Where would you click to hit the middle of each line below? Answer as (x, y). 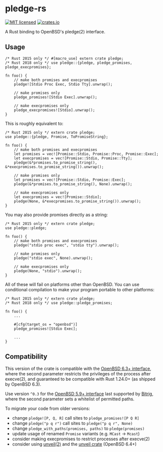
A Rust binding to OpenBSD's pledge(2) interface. (55, 31)
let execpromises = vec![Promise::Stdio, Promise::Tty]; (73, 158)
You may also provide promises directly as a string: (57, 215)
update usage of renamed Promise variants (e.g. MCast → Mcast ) (76, 433)
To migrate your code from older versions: (48, 408)
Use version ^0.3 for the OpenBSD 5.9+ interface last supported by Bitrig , (79, 394)
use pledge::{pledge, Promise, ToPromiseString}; (57, 137)
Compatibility (26, 357)
